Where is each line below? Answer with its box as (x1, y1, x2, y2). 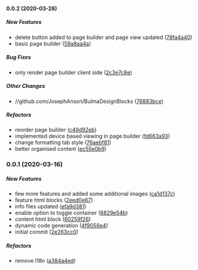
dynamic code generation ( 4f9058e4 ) (14, 222, 109, 229)
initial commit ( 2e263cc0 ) (14, 228, 79, 236)
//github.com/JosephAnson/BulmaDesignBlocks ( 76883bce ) (14, 98, 164, 105)
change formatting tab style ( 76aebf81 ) (14, 139, 112, 146)
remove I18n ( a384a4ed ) (14, 257, 76, 265)
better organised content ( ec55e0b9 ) (14, 145, 106, 153)
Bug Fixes (6, 54, 32, 61)
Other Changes (6, 83, 45, 90)
